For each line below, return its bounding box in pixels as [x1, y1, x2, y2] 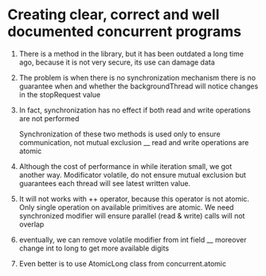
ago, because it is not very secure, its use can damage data [18, 57, 216, 67]
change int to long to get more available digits [18, 243, 170, 253]
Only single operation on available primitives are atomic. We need [18, 202, 234, 212]
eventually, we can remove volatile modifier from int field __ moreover [18, 235, 247, 244]
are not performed [18, 113, 80, 123]
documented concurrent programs [7, 22, 242, 41]
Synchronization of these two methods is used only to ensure [18, 129, 221, 139]
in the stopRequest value [18, 89, 101, 99]
